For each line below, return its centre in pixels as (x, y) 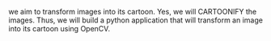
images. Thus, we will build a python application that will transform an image (135, 20)
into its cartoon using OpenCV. (59, 29)
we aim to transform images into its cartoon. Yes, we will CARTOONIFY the (133, 12)
